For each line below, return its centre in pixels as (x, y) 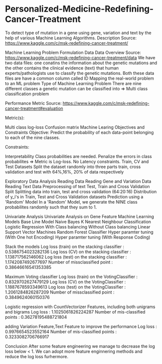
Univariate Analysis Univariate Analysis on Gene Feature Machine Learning (80, 216)
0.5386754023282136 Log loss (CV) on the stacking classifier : (68, 252)
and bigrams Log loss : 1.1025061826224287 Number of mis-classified (75, 312)
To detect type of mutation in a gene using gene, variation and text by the (78, 33)
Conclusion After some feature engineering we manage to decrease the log (80, 346)
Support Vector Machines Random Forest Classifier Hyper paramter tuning (79, 232)
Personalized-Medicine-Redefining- (79, 9)
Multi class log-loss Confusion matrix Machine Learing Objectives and (75, 127)
